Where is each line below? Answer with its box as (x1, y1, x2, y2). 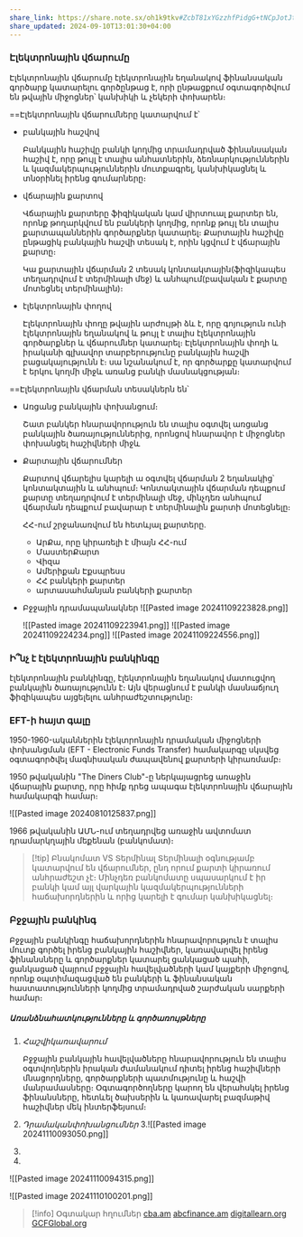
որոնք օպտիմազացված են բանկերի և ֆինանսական (9, 973, 233, 984)
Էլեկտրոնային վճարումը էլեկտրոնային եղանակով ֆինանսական (9, 71, 283, 82)
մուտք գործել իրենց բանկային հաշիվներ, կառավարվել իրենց (9, 944, 269, 955)
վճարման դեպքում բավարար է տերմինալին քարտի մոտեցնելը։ (22, 501, 291, 512)
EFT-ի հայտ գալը (9, 714, 91, 727)
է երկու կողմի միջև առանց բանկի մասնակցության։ (22, 365, 241, 376)
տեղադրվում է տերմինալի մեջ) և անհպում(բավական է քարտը (22, 273, 288, 284)
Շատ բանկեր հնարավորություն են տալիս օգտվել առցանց (22, 418, 269, 430)
